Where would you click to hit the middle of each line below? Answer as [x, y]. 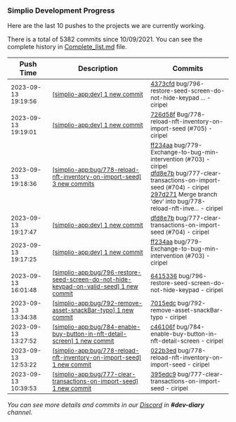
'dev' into [164, 202]
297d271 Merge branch [184, 194]
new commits [76, 184]
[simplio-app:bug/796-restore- [97, 273]
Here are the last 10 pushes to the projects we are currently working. [106, 26]
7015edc [164, 303]
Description [98, 69]
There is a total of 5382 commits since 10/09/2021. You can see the [105, 39]
